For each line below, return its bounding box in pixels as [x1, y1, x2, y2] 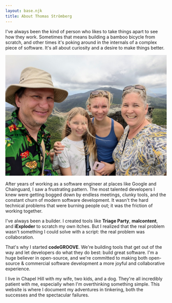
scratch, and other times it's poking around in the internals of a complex [5, 39, 157, 45]
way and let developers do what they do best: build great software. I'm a [5, 249, 158, 255]
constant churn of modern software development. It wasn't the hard [5, 197, 148, 203]
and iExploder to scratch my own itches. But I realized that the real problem [5, 223, 165, 229]
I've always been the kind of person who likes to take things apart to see [5, 28, 158, 34]
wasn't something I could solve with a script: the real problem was [5, 228, 145, 235]
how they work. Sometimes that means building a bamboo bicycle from [5, 34, 155, 40]
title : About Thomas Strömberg [5, 13, 72, 19]
